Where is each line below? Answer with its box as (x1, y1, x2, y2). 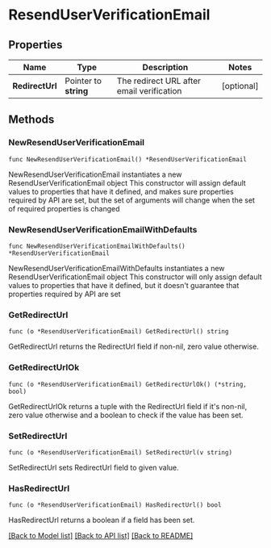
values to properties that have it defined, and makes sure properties (8, 186, 234, 196)
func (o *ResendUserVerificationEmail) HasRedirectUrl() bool (8, 501, 222, 509)
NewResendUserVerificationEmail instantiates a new (8, 169, 182, 179)
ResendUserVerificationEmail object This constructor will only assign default (8, 272, 262, 282)
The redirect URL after (116, 75, 202, 86)
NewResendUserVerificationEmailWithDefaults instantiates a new (8, 263, 225, 273)
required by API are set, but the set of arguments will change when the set (8, 195, 256, 205)
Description (142, 62, 189, 73)
